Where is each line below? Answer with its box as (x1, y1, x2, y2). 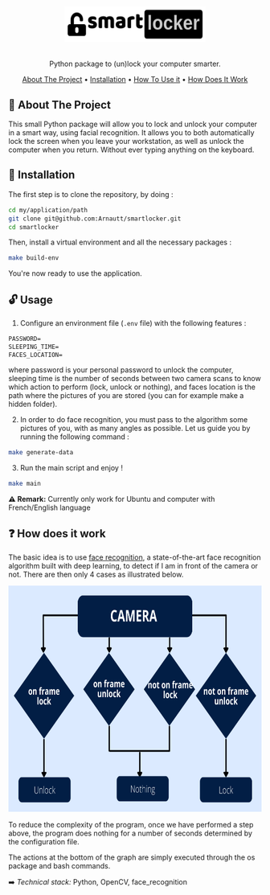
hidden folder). (8, 400, 58, 409)
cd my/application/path (8, 206, 88, 214)
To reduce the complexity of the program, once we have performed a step (8, 819, 254, 829)
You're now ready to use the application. (8, 269, 142, 278)
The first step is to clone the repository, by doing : (8, 189, 174, 199)
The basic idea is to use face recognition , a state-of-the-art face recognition (8, 552, 261, 562)
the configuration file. (8, 836, 80, 846)
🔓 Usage (8, 293, 54, 306)
